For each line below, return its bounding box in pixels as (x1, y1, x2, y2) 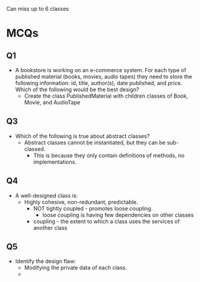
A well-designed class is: (15, 192, 78, 199)
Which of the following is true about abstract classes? (15, 132, 150, 139)
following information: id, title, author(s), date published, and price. (15, 79, 182, 87)
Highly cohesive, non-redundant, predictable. (24, 198, 139, 206)
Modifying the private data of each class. (24, 264, 128, 272)
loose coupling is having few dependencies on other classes (42, 211, 194, 218)
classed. (24, 145, 46, 152)
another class (33, 224, 68, 231)
